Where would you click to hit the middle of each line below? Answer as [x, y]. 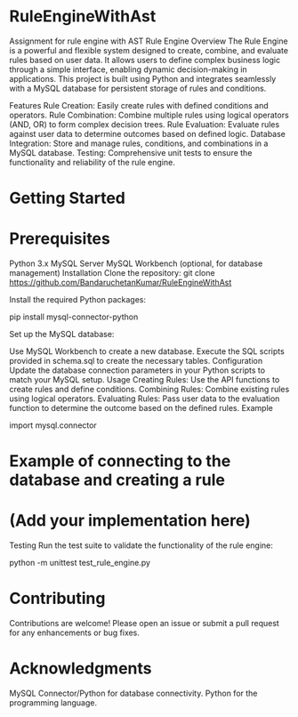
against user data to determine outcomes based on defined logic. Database [148, 133]
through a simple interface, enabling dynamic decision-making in [128, 69]
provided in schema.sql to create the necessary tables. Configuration [136, 361]
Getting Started [68, 198]
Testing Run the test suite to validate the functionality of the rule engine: [141, 545]
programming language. [53, 703]
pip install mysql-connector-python [74, 317]
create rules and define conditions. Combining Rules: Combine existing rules [149, 390]
